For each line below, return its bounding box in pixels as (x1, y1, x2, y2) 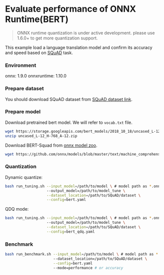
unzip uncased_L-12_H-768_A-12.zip (5, 133, 78, 138)
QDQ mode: (5, 206, 29, 212)
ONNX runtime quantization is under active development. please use (17, 30, 155, 36)
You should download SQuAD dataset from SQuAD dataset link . (5, 96, 133, 102)
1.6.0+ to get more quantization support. (17, 35, 98, 41)
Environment (5, 62, 37, 69)
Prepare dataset (5, 85, 44, 92)
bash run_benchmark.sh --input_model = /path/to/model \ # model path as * (5, 252, 159, 257)
